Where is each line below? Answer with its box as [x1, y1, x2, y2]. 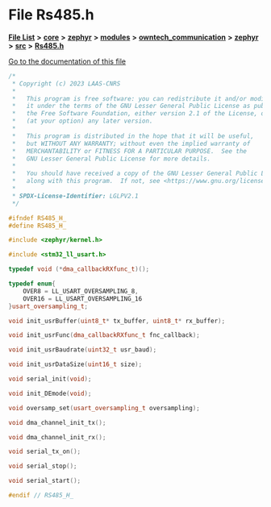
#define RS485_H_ [8, 222, 67, 230]
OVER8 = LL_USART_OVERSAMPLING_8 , [23, 287, 139, 295]
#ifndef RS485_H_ [8, 214, 67, 222]
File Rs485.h [8, 6, 94, 24]
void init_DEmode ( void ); [8, 389, 92, 397]
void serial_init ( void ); [8, 375, 92, 384]
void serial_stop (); [8, 462, 78, 471]
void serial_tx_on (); [8, 447, 81, 456]
